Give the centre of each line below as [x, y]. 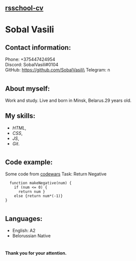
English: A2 [24, 231]
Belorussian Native [31, 236]
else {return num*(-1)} [39, 196]
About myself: [28, 88]
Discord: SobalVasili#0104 [32, 65]
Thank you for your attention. [36, 253]
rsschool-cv [24, 8]
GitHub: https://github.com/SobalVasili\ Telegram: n [58, 70]
